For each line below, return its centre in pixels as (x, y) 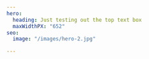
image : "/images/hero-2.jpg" (54, 39)
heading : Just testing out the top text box (77, 20)
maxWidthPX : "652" (39, 26)
